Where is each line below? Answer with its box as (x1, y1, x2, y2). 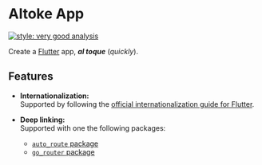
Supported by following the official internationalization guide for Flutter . (19, 99, 255, 108)
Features (8, 69, 54, 84)
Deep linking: (19, 115, 65, 124)
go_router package (31, 147, 95, 156)
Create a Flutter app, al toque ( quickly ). (8, 46, 138, 56)
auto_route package (31, 139, 98, 148)
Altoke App (8, 5, 85, 23)
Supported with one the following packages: (19, 123, 166, 132)
